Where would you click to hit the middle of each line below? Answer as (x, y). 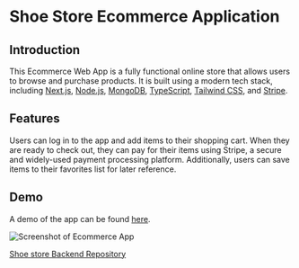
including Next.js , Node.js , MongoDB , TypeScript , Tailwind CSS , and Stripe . (149, 90)
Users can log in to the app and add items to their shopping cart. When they (149, 140)
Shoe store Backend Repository (68, 254)
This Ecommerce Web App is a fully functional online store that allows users (149, 71)
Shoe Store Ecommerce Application (145, 17)
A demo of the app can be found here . (80, 219)
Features (35, 119)
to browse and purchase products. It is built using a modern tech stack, (141, 81)
